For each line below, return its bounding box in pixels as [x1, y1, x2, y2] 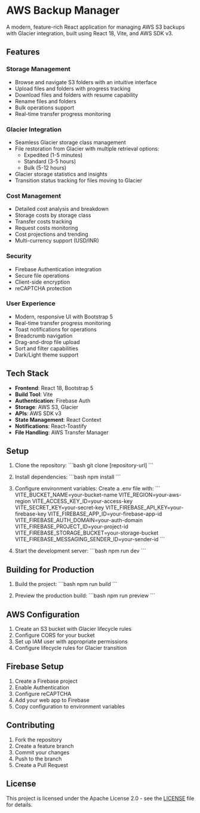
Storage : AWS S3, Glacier [14, 403, 79, 410]
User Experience [6, 299, 56, 308]
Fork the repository [14, 736, 63, 743]
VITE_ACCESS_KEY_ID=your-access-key [32, 498, 133, 505]
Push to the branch [14, 755, 62, 762]
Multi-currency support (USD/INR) [14, 237, 100, 244]
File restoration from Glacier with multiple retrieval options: [14, 145, 159, 152]
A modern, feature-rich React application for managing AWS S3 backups [6, 23, 185, 30]
